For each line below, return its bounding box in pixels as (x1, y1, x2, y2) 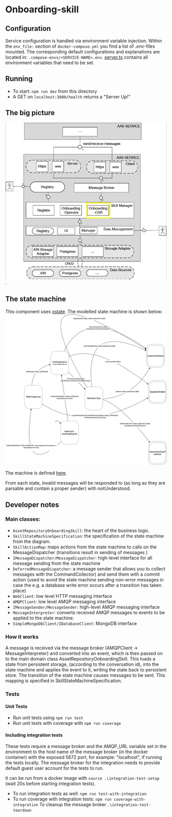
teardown (12, 808, 32, 813)
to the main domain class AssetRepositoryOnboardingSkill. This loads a (5, 656, 156, 662)
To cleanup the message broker (39, 802, 106, 808)
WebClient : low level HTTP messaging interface (12, 593, 113, 599)
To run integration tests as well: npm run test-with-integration (12, 791, 147, 797)
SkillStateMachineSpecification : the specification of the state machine (12, 532, 164, 539)
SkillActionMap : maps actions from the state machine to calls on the (12, 544, 157, 550)
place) (12, 588, 27, 594)
